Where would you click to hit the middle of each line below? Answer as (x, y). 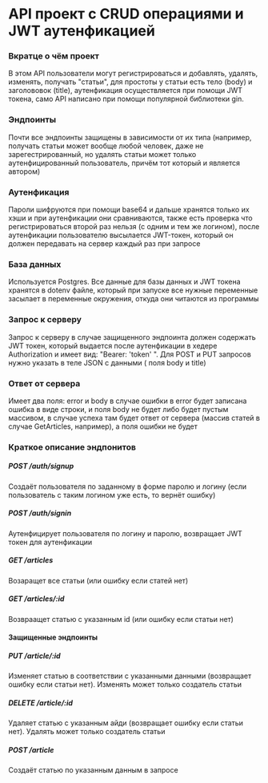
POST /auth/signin (40, 513)
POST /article (31, 749)
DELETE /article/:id (41, 703)
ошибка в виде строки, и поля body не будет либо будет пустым (118, 409)
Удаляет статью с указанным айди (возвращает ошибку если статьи (126, 723)
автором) (24, 171)
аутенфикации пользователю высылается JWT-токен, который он (121, 235)
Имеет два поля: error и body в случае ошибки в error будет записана (128, 401)
